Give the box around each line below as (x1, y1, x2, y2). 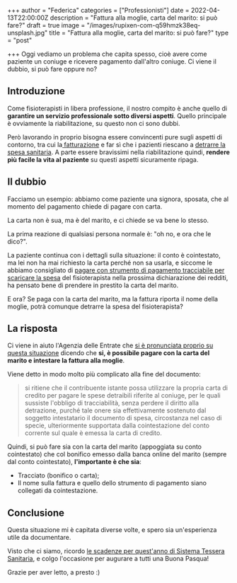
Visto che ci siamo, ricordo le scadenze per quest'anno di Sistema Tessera (7, 547, 225, 555)
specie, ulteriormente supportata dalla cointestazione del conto (24, 421, 210, 430)
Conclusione (7, 507, 65, 519)
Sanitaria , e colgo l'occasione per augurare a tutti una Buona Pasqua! (7, 555, 209, 563)
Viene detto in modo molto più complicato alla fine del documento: (7, 370, 202, 379)
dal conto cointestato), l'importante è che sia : (7, 458, 141, 466)
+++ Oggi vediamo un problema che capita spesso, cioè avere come (7, 50, 207, 58)
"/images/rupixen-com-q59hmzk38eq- (86, 21, 201, 29)
